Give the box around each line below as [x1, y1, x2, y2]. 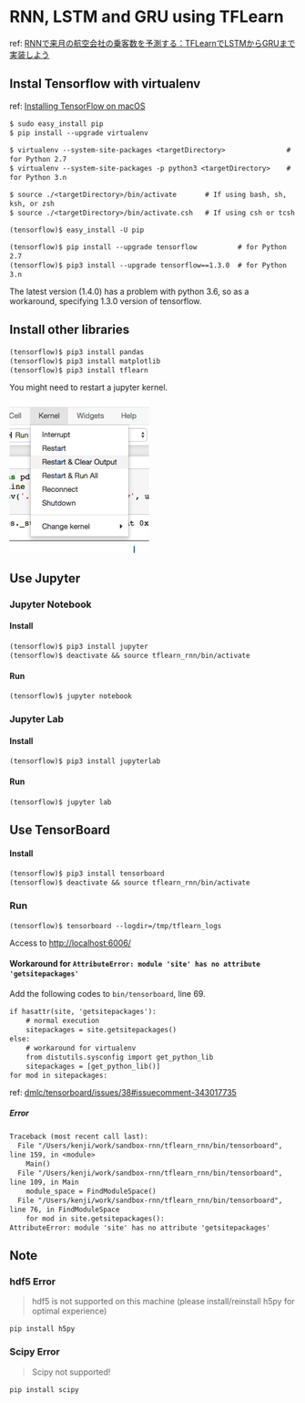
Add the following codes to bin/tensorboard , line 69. [9, 988, 207, 999]
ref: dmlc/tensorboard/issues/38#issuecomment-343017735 [9, 1086, 237, 1097]
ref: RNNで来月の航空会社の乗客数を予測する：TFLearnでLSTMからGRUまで [9, 37, 296, 48]
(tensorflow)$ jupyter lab [9, 797, 112, 807]
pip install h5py [9, 1324, 76, 1334]
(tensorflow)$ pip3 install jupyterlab [9, 757, 161, 766]
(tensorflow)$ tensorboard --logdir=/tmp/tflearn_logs [9, 921, 222, 930]
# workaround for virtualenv [25, 1043, 137, 1052]
